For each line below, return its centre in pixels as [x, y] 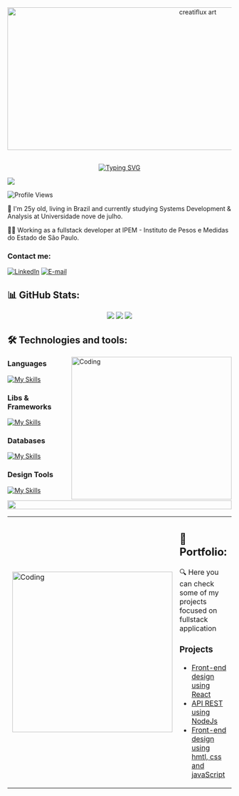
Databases [26, 441]
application [198, 628]
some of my [199, 593]
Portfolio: [203, 552]
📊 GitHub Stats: [44, 295]
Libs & [18, 397]
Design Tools [30, 475]
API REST [207, 703]
